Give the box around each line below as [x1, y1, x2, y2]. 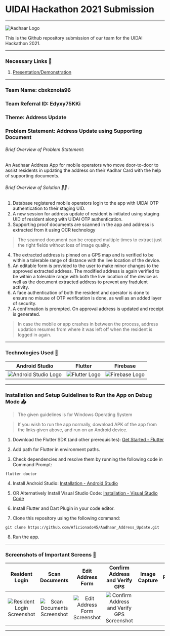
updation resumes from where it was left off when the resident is [17, 326, 153, 332]
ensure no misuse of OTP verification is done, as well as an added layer [12, 295, 162, 301]
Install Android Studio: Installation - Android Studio [12, 480, 118, 486]
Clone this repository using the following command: [12, 515, 120, 521]
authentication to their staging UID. [12, 205, 86, 211]
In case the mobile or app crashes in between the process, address [17, 321, 158, 327]
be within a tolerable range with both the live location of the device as [12, 274, 158, 280]
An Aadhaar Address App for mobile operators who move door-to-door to [5, 162, 159, 168]
